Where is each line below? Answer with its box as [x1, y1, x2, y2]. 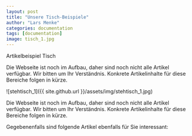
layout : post [6, 8, 39, 15]
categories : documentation [6, 25, 73, 31]
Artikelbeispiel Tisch [6, 53, 56, 59]
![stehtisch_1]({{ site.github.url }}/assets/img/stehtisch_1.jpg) [6, 88, 153, 95]
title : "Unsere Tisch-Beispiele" [6, 14, 89, 20]
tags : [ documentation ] [6, 31, 62, 37]
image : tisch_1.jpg [6, 36, 55, 42]
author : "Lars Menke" [6, 20, 60, 25]
